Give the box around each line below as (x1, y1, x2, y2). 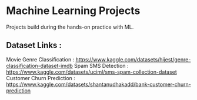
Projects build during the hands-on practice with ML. (6, 23, 134, 30)
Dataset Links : (6, 40, 62, 50)
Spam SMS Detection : (74, 62, 129, 69)
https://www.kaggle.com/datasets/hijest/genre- (75, 56, 191, 63)
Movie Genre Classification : (6, 56, 75, 63)
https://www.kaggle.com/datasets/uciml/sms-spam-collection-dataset (6, 68, 178, 75)
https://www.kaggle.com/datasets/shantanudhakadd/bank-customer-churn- (6, 81, 191, 88)
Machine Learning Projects (6, 4, 141, 18)
